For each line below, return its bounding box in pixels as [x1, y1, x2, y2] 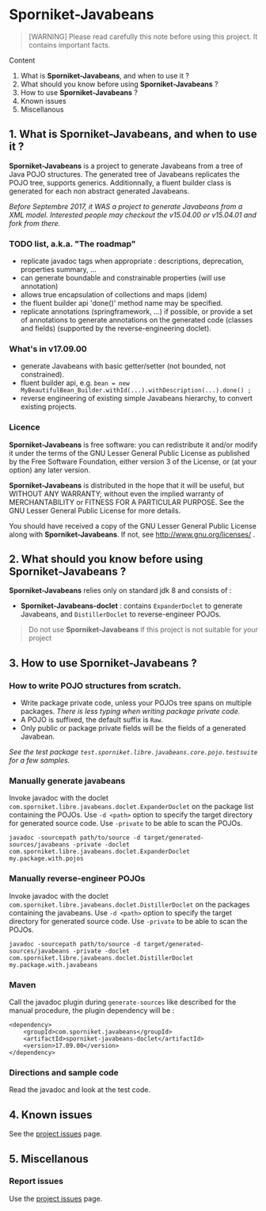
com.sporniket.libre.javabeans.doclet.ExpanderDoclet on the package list [9, 802, 254, 812]
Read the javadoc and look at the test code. [9, 1085, 151, 1094]
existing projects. [20, 402, 78, 411]
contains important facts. [28, 40, 111, 49]
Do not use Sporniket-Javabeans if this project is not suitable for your [28, 625, 259, 635]
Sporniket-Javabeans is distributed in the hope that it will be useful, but [9, 480, 245, 490]
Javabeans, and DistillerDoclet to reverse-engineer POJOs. [20, 609, 222, 619]
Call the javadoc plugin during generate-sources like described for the [9, 997, 237, 1007]
